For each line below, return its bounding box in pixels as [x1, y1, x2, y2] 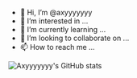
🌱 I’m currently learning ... [19, 25, 106, 34]
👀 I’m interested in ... [19, 16, 89, 26]
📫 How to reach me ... [19, 43, 95, 51]
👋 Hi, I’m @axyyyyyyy [19, 8, 93, 17]
